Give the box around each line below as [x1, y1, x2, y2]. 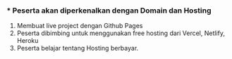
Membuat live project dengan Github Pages [16, 22, 143, 30]
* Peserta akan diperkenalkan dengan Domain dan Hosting [6, 6, 212, 15]
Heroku [16, 37, 39, 45]
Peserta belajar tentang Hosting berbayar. [16, 44, 139, 53]
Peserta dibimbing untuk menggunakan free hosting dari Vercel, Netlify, [16, 29, 226, 37]
